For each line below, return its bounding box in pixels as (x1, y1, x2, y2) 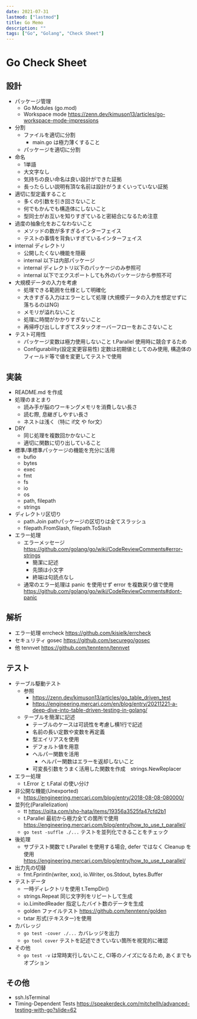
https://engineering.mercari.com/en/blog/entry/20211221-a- (32, 700, 178, 707)
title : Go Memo (6, 19, 44, 25)
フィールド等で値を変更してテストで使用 (23, 353, 122, 360)
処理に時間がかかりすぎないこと (23, 316, 101, 323)
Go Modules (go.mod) (23, 105, 77, 112)
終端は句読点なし (32, 574, 74, 581)
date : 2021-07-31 (6, 8, 49, 15)
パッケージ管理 (14, 98, 51, 105)
